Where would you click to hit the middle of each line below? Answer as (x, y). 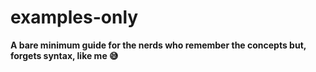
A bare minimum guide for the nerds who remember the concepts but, (158, 45)
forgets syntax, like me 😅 (64, 55)
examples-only (74, 17)
